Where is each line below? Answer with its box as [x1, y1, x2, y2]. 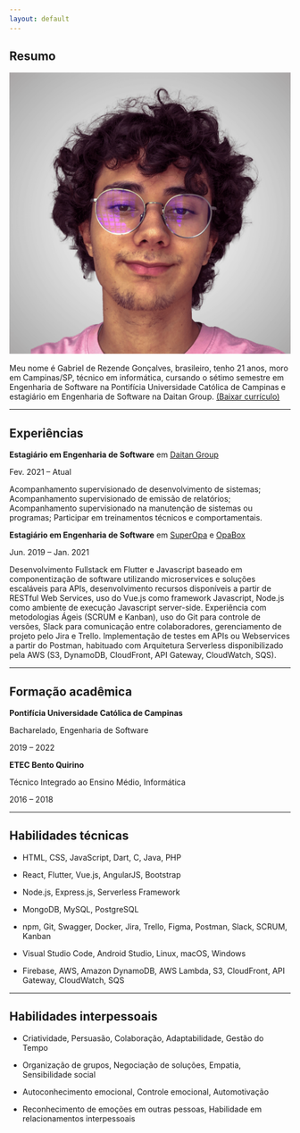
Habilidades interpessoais [9, 1009, 158, 1024]
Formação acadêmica [9, 684, 132, 699]
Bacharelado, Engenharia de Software [9, 725, 149, 736]
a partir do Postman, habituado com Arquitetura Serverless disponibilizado [9, 640, 284, 651]
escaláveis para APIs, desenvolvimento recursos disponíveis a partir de [9, 583, 272, 594]
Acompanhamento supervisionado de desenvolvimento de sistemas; [9, 484, 262, 495]
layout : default [9, 14, 70, 23]
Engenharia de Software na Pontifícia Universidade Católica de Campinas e [9, 382, 287, 393]
